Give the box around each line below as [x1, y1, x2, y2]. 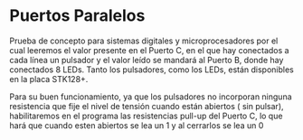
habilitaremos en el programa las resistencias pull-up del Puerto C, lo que [9, 110, 283, 121]
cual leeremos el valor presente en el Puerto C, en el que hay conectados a [9, 44, 289, 55]
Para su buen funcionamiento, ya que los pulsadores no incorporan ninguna [9, 91, 292, 102]
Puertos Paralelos [9, 5, 146, 26]
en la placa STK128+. [9, 73, 89, 84]
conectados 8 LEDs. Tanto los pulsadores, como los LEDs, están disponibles [9, 64, 294, 75]
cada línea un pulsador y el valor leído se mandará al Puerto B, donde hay [9, 54, 284, 65]
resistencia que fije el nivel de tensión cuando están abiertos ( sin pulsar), [9, 100, 284, 111]
